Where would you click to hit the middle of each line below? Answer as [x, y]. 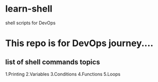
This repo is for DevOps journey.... [79, 43]
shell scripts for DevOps [30, 23]
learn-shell [29, 9]
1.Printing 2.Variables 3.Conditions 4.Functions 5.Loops [63, 74]
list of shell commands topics [53, 62]
